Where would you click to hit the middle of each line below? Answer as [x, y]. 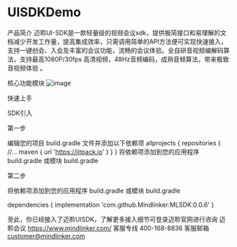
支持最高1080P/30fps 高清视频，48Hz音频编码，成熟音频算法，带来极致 [124, 59]
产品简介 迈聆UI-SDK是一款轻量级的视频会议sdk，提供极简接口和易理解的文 [117, 32]
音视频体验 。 [27, 68]
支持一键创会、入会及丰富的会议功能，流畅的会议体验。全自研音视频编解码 [115, 50]
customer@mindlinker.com [46, 236]
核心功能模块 [26, 83]
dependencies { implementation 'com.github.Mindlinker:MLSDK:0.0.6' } [111, 205]
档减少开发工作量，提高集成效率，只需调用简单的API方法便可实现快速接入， [117, 41]
